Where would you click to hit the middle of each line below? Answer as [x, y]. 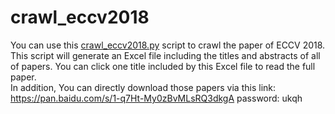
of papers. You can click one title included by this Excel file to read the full [163, 66]
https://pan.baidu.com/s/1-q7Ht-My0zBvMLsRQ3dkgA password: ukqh [156, 98]
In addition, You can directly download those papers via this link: [143, 87]
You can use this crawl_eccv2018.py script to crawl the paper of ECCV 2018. [168, 45]
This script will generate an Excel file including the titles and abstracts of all [165, 55]
